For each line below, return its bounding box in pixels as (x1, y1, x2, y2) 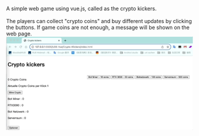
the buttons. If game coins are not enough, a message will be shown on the (6, 24, 190, 31)
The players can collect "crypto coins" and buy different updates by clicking (6, 18, 192, 24)
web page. (6, 30, 33, 37)
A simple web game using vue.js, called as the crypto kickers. (6, 5, 157, 12)
